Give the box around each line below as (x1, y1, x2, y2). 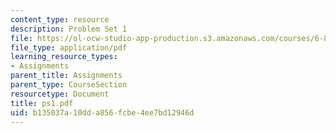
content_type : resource (10, 14, 110, 25)
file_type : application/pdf (10, 42, 128, 53)
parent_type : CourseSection (10, 80, 128, 90)
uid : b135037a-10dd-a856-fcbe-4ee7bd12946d (10, 107, 195, 118)
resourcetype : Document (10, 89, 110, 99)
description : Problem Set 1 (10, 24, 128, 34)
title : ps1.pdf (10, 98, 74, 108)
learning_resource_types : (10, 52, 118, 62)
